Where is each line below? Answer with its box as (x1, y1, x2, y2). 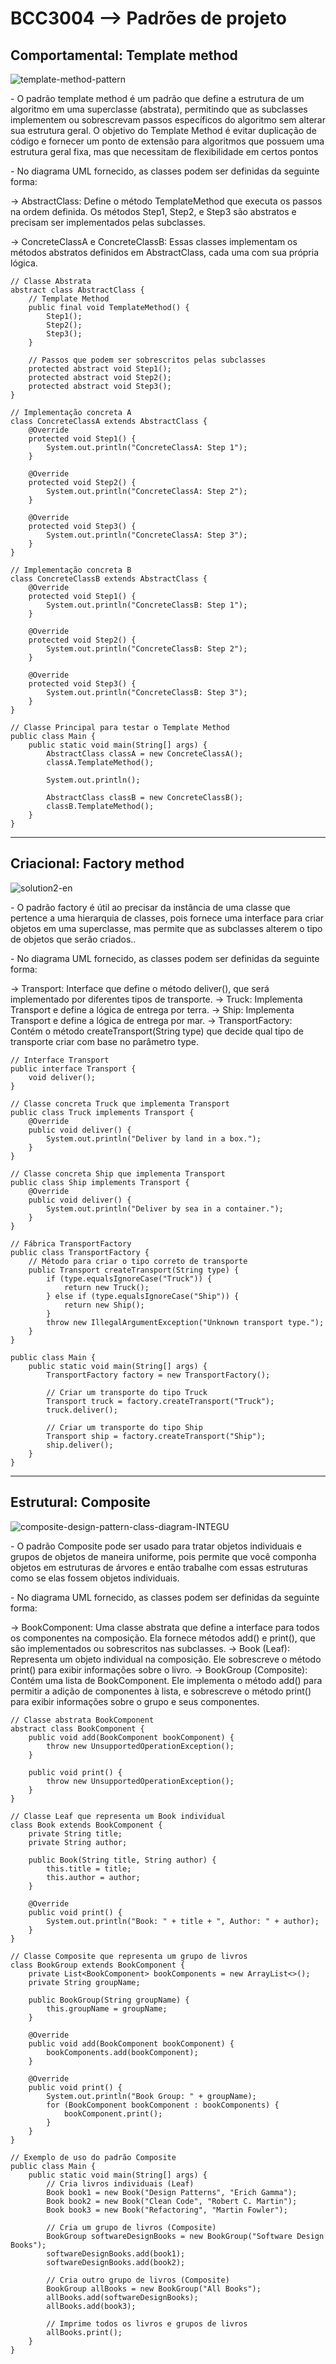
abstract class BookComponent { (10, 1723, 145, 1734)
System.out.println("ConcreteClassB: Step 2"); (46, 644, 248, 654)
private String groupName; (28, 1977, 141, 1987)
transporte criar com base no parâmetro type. (10, 1035, 200, 1047)
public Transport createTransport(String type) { (28, 1265, 240, 1275)
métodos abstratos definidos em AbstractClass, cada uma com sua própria (10, 247, 320, 258)
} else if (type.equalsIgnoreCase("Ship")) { (46, 1291, 240, 1301)
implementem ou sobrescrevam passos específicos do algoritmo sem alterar (10, 114, 326, 126)
